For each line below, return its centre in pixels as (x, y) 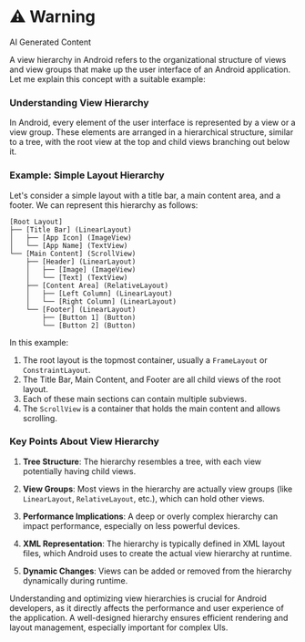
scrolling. (40, 418)
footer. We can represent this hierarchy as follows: (104, 205)
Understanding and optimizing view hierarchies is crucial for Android (138, 598)
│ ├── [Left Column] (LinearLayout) (99, 294)
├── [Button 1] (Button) (89, 317)
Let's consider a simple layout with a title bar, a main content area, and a (145, 195)
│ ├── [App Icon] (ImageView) (71, 238)
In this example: (39, 342)
